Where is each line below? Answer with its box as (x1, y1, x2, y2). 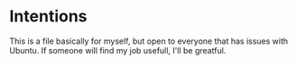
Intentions (9, 6, 88, 27)
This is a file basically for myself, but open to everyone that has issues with (9, 36, 289, 46)
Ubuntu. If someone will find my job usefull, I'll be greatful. (9, 45, 227, 55)
